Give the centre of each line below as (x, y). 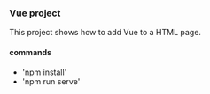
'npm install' (44, 72)
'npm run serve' (51, 81)
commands (30, 52)
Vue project (35, 13)
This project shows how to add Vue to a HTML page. (105, 33)
